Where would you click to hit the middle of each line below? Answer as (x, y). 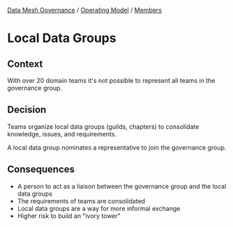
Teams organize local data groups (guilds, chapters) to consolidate (103, 126)
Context (25, 64)
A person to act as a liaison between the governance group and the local (122, 186)
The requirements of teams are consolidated (81, 201)
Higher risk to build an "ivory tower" (69, 216)
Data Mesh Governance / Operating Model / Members (85, 10)
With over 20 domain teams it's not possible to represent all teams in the (111, 80)
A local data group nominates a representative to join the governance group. (117, 147)
